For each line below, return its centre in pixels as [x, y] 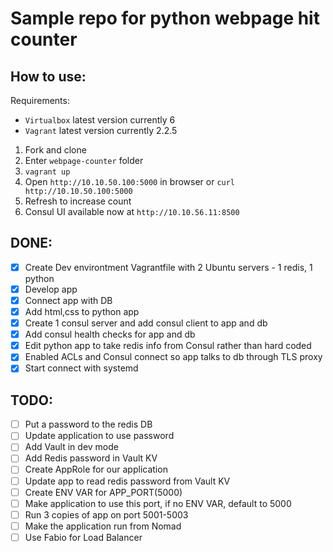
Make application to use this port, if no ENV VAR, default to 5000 [158, 503]
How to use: [48, 76]
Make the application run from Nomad [103, 526]
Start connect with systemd [81, 368]
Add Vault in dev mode [71, 447]
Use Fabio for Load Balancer [83, 537]
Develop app [51, 289]
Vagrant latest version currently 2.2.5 [101, 130]
